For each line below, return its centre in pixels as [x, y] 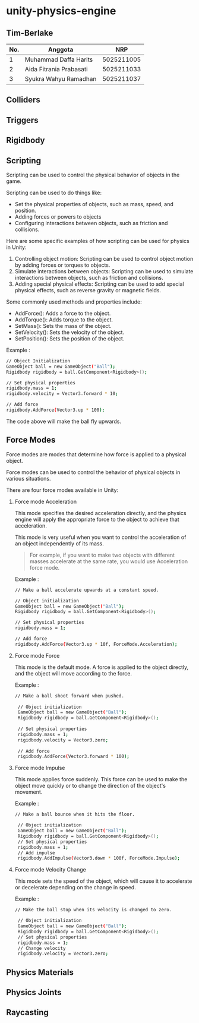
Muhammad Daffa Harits [59, 59]
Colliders [23, 100]
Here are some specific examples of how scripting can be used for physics [98, 241]
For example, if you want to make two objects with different [102, 555]
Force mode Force [37, 655]
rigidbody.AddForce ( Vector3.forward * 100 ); [73, 757]
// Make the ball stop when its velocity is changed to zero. [93, 910]
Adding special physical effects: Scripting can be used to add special [99, 284]
